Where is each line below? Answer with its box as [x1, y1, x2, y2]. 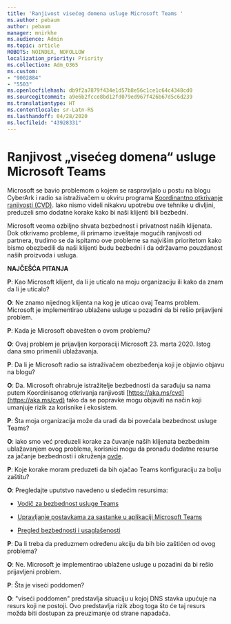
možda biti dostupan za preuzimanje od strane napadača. [7, 609, 171, 618]
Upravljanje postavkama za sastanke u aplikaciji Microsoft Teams [17, 513, 202, 521]
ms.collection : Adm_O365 [7, 61, 79, 68]
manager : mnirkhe [7, 29, 57, 37]
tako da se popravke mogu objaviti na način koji [66, 396, 202, 404]
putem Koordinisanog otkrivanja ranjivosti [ [7, 389, 129, 397]
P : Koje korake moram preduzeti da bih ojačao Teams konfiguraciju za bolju [7, 465, 221, 474]
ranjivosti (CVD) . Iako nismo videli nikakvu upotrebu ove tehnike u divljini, [7, 201, 215, 209]
